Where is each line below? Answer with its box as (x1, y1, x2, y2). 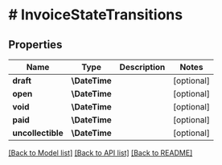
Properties (8, 38, 63, 52)
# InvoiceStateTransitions (8, 6, 183, 24)
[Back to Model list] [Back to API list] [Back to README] (8, 148, 193, 158)
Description (119, 62, 166, 72)
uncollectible (12, 127, 64, 138)
